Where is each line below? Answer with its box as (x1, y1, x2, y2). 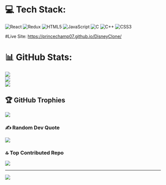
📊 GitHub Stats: (5, 52, 73, 63)
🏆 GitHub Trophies (5, 96, 66, 105)
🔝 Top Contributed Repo (5, 149, 64, 156)
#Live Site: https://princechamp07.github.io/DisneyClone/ (5, 33, 122, 39)
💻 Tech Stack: (5, 4, 66, 15)
